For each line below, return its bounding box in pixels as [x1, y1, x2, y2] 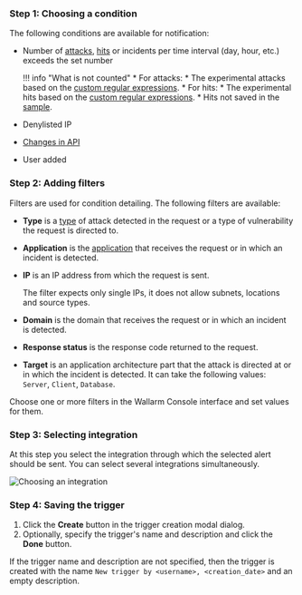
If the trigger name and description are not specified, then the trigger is [9, 556, 275, 567]
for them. [9, 405, 43, 416]
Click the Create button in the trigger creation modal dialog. [22, 520, 246, 531]
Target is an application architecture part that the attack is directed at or [22, 359, 292, 370]
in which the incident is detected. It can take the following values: [22, 368, 267, 379]
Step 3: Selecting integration [9, 428, 138, 441]
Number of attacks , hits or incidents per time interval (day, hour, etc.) [22, 45, 280, 56]
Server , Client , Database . [22, 378, 116, 389]
